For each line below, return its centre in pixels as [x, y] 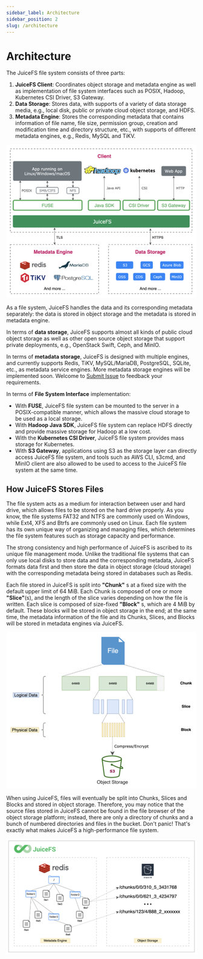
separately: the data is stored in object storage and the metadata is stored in [101, 314]
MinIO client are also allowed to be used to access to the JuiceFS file [101, 464]
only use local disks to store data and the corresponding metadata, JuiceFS [100, 561]
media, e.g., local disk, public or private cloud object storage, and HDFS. [105, 110]
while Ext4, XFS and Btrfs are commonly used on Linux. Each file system [97, 523]
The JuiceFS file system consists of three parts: [66, 73]
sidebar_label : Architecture [43, 13]
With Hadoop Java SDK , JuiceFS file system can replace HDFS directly [104, 425]
